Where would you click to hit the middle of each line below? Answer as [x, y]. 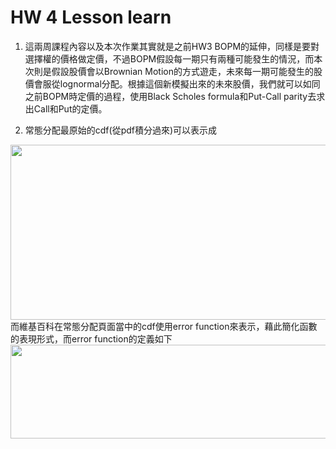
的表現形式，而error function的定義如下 [91, 338]
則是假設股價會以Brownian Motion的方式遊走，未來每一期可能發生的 [174, 71]
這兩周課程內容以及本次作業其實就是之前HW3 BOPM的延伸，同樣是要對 [172, 46]
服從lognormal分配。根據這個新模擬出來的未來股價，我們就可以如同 [181, 83]
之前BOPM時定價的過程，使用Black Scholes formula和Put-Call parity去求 [175, 96]
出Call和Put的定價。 [66, 108]
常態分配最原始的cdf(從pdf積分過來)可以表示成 [121, 130]
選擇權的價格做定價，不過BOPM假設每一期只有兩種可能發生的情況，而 [169, 58]
